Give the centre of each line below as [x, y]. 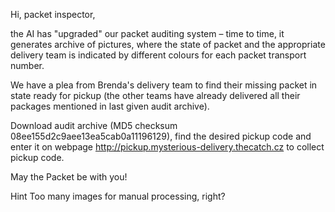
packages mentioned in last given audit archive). [110, 106]
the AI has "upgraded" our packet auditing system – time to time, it [147, 33]
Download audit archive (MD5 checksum [94, 125]
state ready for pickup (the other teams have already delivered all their [155, 95]
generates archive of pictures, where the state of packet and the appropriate [168, 44]
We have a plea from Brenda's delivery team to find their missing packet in [164, 85]
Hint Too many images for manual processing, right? [118, 196]
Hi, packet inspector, [53, 14]
